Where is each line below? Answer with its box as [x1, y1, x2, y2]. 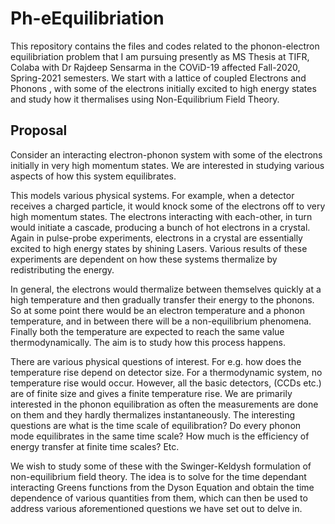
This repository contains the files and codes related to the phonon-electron [10, 40, 320, 52]
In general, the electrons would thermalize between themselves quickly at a [10, 283, 322, 295]
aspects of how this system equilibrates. [10, 170, 177, 182]
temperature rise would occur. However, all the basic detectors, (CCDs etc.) [10, 377, 322, 389]
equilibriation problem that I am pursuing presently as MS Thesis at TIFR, [10, 50, 310, 62]
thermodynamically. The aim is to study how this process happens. [10, 336, 287, 348]
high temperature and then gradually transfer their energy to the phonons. [10, 293, 315, 306]
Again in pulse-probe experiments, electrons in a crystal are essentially [10, 232, 303, 244]
